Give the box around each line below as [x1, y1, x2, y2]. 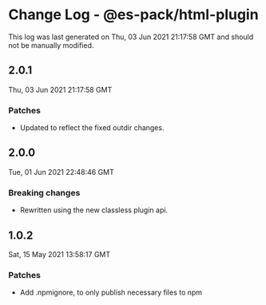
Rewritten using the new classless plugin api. [19, 205, 169, 215]
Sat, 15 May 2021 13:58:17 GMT [8, 249, 111, 259]
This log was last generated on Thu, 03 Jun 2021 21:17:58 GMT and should [8, 32, 254, 42]
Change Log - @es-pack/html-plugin [8, 6, 259, 24]
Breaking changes [8, 187, 81, 198]
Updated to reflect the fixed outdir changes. [19, 123, 165, 133]
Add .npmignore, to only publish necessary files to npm [19, 287, 202, 297]
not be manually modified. [8, 40, 94, 50]
